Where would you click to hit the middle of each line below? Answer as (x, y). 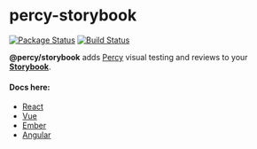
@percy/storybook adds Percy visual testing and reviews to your (128, 57)
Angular (36, 135)
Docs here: (30, 87)
